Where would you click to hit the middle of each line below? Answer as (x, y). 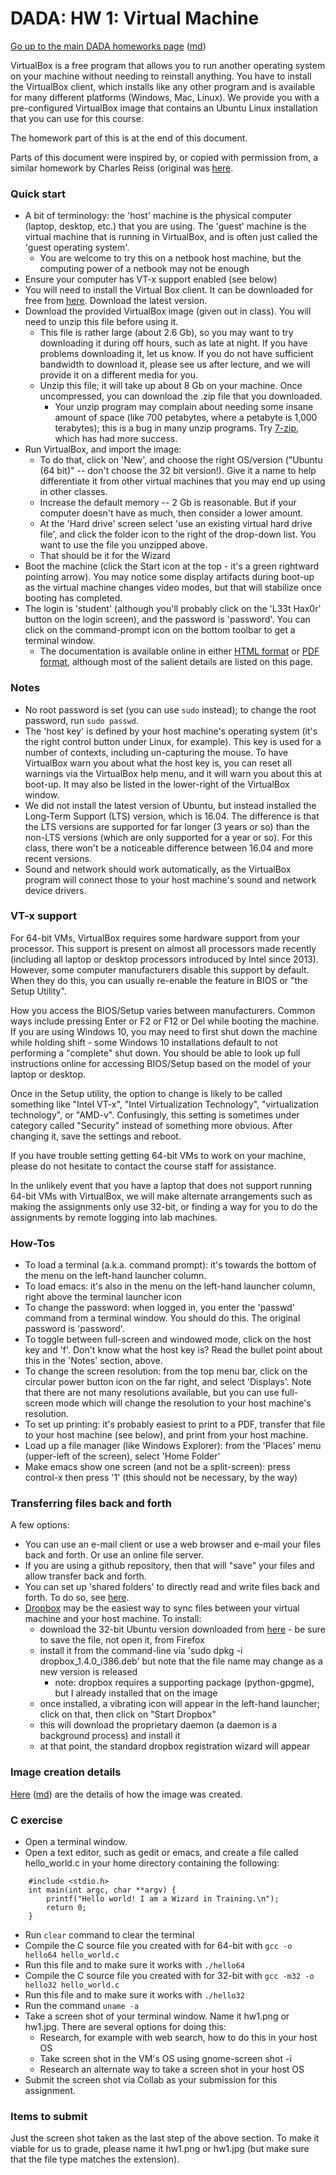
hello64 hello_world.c (72, 1955)
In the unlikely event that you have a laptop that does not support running (161, 1185)
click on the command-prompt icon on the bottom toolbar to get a (160, 630)
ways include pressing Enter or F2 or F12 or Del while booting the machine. (165, 1021)
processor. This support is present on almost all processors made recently (163, 948)
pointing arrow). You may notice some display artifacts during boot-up (169, 577)
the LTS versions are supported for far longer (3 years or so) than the (167, 826)
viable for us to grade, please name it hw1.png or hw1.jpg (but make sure (160, 2149)
